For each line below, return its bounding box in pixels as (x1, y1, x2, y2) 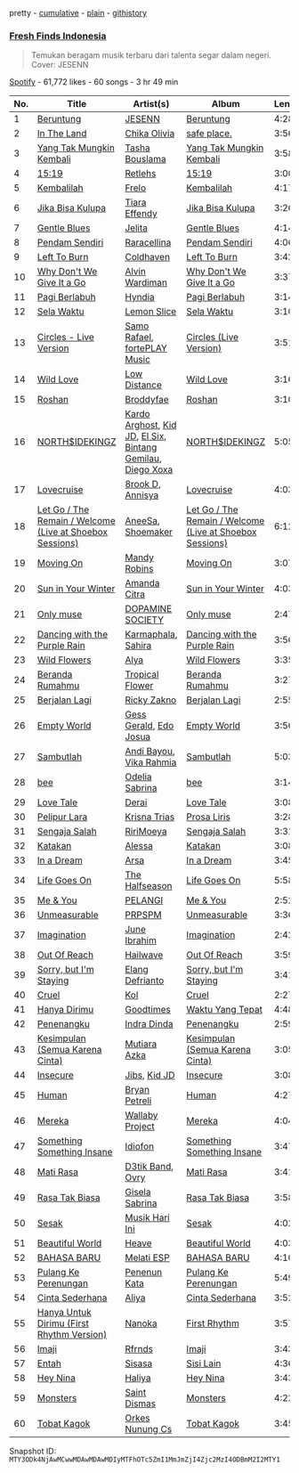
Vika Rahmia (124, 756, 177, 769)
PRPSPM (124, 908, 162, 921)
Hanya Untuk (36, 1306, 92, 1319)
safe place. (186, 127, 233, 140)
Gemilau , (124, 452, 162, 465)
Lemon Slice (124, 305, 177, 318)
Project (124, 1120, 156, 1133)
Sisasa (124, 1357, 153, 1370)
